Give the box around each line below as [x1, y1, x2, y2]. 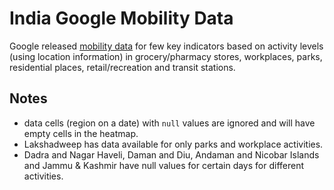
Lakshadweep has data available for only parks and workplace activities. [23, 138, 324, 150]
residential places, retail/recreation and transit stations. [9, 61, 236, 73]
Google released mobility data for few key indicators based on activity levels [9, 40, 324, 52]
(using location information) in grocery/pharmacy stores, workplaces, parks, [9, 50, 323, 62]
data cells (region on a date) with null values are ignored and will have [23, 117, 316, 129]
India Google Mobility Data [9, 7, 234, 30]
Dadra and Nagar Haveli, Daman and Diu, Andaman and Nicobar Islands [23, 148, 320, 161]
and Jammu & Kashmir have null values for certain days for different [23, 159, 305, 171]
